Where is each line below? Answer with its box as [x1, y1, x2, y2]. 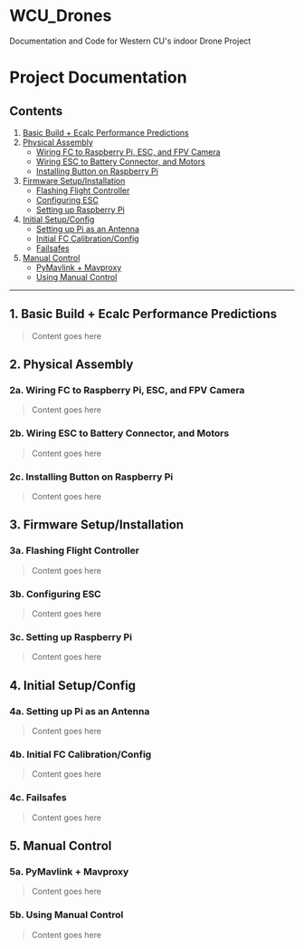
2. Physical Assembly [9, 357, 134, 373]
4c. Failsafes [9, 791, 67, 804]
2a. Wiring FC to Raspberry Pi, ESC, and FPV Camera [9, 384, 245, 397]
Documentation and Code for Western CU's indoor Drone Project [9, 35, 252, 46]
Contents [9, 103, 63, 119]
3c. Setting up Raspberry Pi [9, 631, 133, 644]
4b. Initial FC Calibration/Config [9, 748, 152, 760]
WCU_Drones [9, 5, 112, 26]
